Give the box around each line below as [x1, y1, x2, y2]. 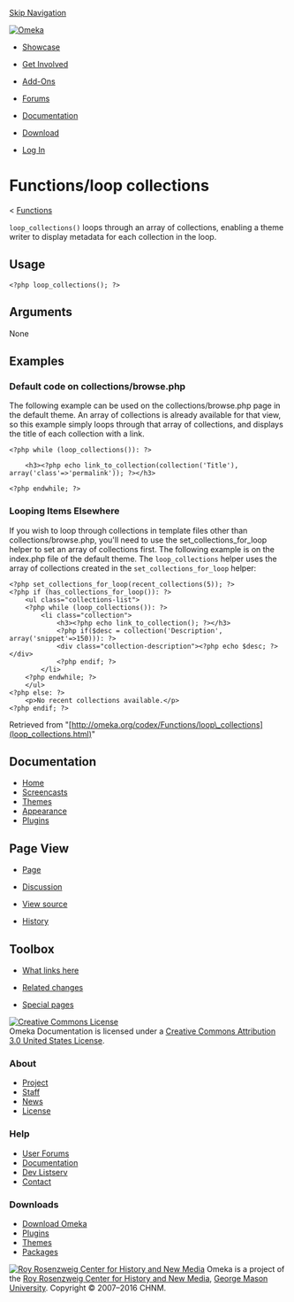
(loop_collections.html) [9, 728, 93, 739]
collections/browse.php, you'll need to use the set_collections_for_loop [9, 535, 268, 545]
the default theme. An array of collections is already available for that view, [9, 410, 281, 420]
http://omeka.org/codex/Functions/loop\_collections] [71, 719, 263, 729]
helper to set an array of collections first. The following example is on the [9, 543, 275, 554]
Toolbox [9, 942, 55, 957]
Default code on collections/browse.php [9, 380, 186, 392]
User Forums [21, 1148, 70, 1159]
